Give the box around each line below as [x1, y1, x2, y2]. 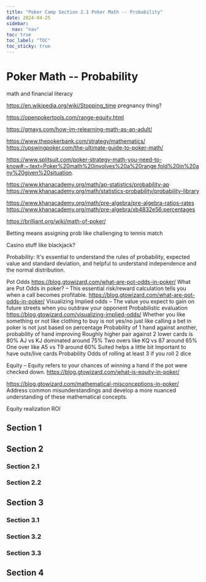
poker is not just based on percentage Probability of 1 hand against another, [6, 323, 198, 331]
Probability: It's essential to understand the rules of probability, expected [6, 253, 190, 261]
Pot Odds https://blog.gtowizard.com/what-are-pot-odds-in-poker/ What [6, 278, 191, 285]
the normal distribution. [6, 266, 66, 274]
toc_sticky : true [6, 44, 51, 50]
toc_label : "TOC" [6, 37, 51, 44]
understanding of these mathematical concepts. [6, 393, 128, 400]
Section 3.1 [6, 516, 40, 524]
